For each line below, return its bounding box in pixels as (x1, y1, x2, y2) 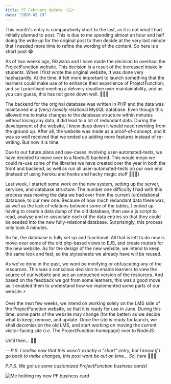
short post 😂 (5, 48, 34, 54)
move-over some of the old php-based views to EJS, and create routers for (5, 240, 163, 246)
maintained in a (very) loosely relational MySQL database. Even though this (5, 106, 163, 112)
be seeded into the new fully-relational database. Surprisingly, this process (5, 219, 163, 225)
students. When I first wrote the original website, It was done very (5, 69, 144, 75)
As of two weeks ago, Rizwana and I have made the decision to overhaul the (5, 58, 166, 64)
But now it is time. (22, 139, 60, 145)
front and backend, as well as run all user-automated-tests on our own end (5, 165, 163, 171)
